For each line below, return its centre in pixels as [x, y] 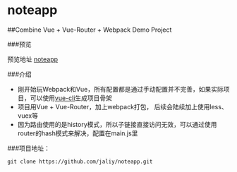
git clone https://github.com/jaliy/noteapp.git [80, 161]
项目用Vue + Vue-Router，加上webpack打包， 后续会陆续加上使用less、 [122, 106]
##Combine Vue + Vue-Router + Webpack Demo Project [90, 30]
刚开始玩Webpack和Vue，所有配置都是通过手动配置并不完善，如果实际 [120, 89]
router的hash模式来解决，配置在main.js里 [78, 133]
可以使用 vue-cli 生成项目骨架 [71, 98]
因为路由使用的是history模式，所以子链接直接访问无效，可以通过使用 [117, 124]
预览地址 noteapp [33, 59]
